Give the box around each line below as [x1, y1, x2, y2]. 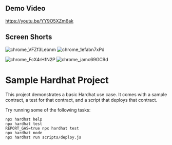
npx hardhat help [5, 117, 43, 122]
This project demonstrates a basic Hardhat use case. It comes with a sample [5, 91, 167, 97]
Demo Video [5, 4, 46, 13]
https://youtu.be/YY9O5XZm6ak [5, 17, 74, 24]
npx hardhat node [5, 130, 43, 135]
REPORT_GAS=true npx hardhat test [5, 125, 80, 131]
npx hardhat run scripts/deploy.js [5, 135, 82, 140]
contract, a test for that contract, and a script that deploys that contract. [5, 97, 158, 103]
